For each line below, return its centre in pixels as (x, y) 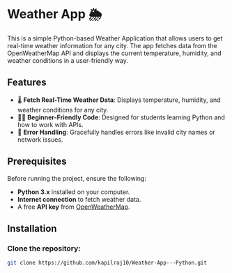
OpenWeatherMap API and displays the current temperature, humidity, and (114, 53)
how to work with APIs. (50, 124)
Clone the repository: (44, 248)
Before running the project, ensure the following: (77, 178)
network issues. (40, 139)
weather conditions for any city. (63, 110)
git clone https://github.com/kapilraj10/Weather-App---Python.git (107, 263)
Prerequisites (37, 162)
